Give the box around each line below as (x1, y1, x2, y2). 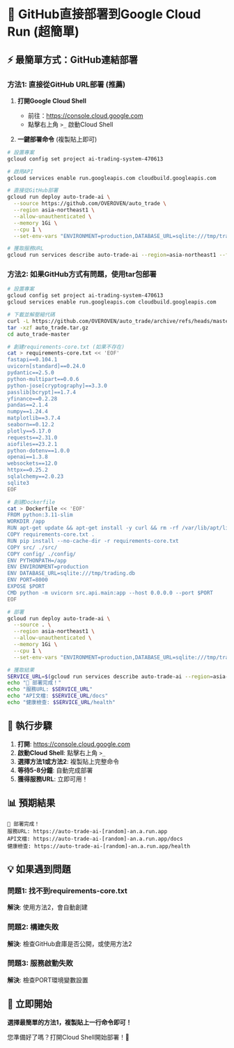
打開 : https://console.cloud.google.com (17, 740, 131, 748)
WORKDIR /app (7, 518, 45, 525)
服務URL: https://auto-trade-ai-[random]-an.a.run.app (7, 828, 168, 834)
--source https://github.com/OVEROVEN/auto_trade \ (13, 200, 167, 207)
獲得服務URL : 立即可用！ (17, 774, 88, 783)
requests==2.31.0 (7, 434, 58, 441)
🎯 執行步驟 (7, 720, 52, 732)
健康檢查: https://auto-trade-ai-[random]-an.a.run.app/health (7, 842, 190, 850)
